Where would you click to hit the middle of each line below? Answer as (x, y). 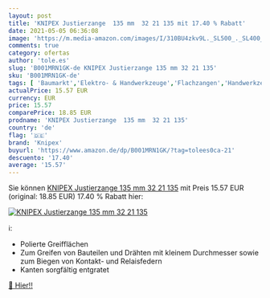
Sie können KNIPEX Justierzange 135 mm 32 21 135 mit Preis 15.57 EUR (126, 188)
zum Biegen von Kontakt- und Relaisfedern (91, 261)
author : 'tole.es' (39, 61)
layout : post (30, 16)
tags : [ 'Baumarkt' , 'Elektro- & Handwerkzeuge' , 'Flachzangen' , (117, 83)
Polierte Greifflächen (54, 244)
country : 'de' (32, 128)
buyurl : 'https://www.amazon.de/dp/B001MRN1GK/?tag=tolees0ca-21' (122, 150)
